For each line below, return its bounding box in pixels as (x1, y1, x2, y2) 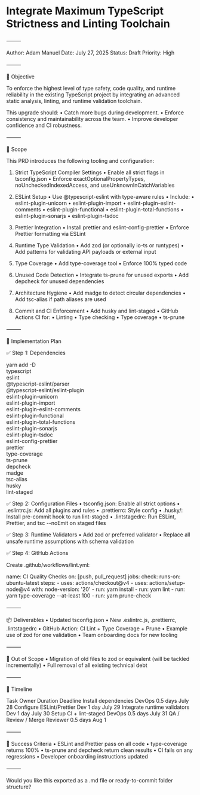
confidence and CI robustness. (6, 122, 82, 129)
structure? (6, 783, 32, 790)
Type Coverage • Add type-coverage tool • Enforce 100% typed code (14, 259, 187, 267)
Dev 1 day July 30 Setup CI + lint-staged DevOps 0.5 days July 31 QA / (6, 709, 180, 717)
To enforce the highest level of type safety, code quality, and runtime (6, 84, 176, 92)
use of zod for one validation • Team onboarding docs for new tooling (6, 631, 178, 638)
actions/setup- (149, 579, 186, 586)
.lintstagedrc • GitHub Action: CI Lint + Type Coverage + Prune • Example (6, 624, 188, 632)
